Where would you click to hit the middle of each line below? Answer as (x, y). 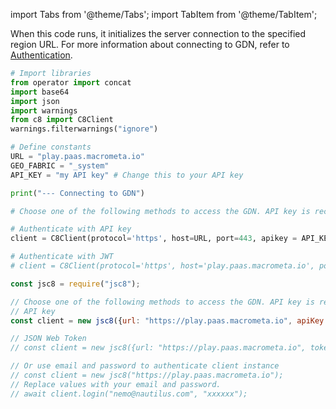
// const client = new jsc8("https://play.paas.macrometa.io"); (147, 375)
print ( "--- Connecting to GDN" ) (77, 193)
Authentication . (41, 55)
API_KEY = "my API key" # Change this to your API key (127, 175)
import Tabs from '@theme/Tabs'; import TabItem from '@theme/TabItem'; (164, 14)
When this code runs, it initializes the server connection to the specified (158, 33)
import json (35, 101)
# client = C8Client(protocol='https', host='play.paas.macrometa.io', (162, 266)
